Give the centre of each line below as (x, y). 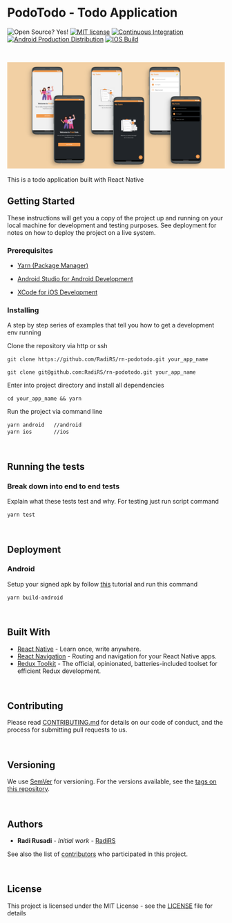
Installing (23, 310)
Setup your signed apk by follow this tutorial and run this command (103, 584)
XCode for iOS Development (57, 292)
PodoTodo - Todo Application (93, 13)
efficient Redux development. (59, 671)
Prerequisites (30, 250)
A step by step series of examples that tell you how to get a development (111, 325)
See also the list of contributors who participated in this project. (98, 854)
